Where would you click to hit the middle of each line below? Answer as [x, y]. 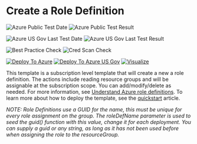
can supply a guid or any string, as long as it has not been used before [92, 128]
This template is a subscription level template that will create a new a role [95, 73]
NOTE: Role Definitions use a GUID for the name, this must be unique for [94, 109]
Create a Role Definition [65, 11]
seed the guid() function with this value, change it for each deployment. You [99, 122]
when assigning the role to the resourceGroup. [63, 135]
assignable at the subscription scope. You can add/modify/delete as [89, 85]
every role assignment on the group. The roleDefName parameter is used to [98, 116]
